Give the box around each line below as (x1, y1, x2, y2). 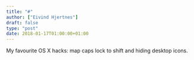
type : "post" (6, 25, 39, 31)
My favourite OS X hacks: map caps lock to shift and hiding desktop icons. (6, 47, 188, 54)
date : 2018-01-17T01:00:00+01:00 (6, 31, 89, 37)
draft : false (6, 20, 39, 26)
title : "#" (6, 8, 33, 15)
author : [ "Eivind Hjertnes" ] (6, 14, 78, 20)
